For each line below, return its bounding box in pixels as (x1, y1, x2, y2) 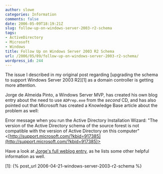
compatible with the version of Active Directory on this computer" (5, 128, 140, 134)
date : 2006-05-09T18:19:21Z (5, 21, 64, 26)
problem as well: (5, 108, 39, 114)
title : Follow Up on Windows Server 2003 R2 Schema (5, 49, 114, 54)
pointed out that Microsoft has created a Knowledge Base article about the (5, 102, 158, 108)
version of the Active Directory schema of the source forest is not (5, 123, 139, 129)
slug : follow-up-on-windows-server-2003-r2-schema (5, 26, 112, 31)
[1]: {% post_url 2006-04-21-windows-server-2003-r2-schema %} (5, 163, 142, 169)
